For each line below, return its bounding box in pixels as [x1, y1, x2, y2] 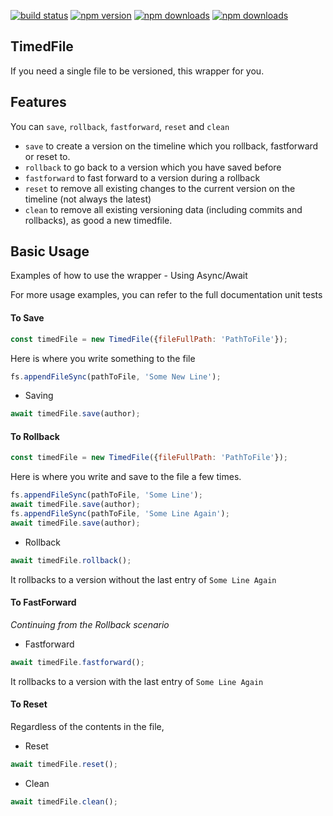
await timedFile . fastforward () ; [10, 657, 145, 667]
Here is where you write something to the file [10, 352, 196, 364]
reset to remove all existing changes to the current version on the [24, 182, 296, 194]
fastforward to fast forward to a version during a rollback [24, 171, 261, 184]
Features [10, 94, 67, 111]
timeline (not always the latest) [24, 193, 152, 205]
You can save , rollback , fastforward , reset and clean [10, 120, 230, 132]
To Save [10, 312, 45, 324]
